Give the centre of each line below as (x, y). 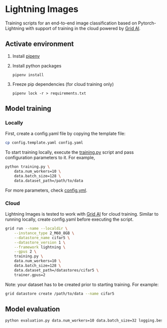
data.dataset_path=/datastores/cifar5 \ (56, 270)
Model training (28, 109)
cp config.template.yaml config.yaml (44, 143)
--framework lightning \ (40, 247)
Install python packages (37, 65)
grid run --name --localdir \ (37, 229)
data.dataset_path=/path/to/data (49, 181)
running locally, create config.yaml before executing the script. (69, 219)
